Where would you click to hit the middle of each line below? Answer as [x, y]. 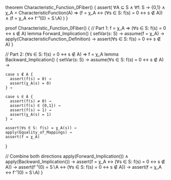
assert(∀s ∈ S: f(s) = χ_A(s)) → [41, 128]
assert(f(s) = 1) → [31, 110]
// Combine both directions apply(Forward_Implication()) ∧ [67, 156]
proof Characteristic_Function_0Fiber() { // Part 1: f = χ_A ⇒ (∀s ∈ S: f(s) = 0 [86, 28]
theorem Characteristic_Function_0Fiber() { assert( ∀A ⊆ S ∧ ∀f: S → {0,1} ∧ [85, 7]
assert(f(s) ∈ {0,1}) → [35, 106]
